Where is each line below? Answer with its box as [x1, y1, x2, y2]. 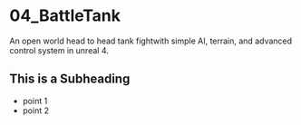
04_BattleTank [9, 5, 121, 26]
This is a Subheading [9, 72, 131, 87]
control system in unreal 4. [9, 44, 109, 55]
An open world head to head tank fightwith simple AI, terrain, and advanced [9, 35, 293, 46]
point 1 [22, 95, 48, 106]
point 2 [22, 105, 50, 116]
